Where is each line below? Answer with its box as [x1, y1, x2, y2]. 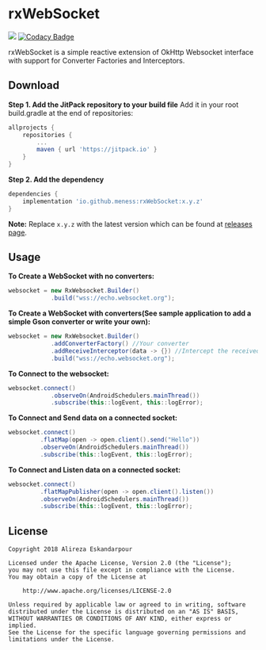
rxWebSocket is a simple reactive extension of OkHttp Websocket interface [8, 47, 254, 56]
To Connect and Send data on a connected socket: [8, 413, 178, 422]
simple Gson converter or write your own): [8, 317, 150, 327]
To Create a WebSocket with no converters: [8, 271, 154, 281]
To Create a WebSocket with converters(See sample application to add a [8, 308, 252, 318]
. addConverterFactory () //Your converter [50, 340, 190, 348]
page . [8, 227, 28, 237]
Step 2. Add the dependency [8, 175, 104, 184]
